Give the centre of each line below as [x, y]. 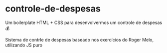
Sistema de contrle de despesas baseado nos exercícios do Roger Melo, [80, 39]
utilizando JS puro [24, 45]
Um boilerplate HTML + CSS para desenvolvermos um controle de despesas [84, 22]
